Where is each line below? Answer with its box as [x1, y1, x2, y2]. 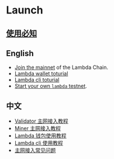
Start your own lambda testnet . [14, 82, 88, 89]
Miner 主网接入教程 [14, 125, 61, 132]
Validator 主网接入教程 [14, 117, 68, 125]
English [6, 48, 34, 58]
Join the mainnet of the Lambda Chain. [14, 64, 109, 71]
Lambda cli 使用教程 [14, 140, 63, 147]
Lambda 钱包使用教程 [14, 132, 67, 139]
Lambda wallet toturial [14, 70, 68, 77]
